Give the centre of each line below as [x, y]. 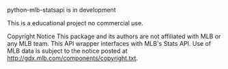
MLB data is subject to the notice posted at [67, 51]
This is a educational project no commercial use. [75, 23]
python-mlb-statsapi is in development [61, 10]
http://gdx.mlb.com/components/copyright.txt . [73, 58]
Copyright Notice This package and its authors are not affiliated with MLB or [114, 36]
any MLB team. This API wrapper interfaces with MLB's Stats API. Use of [109, 43]
